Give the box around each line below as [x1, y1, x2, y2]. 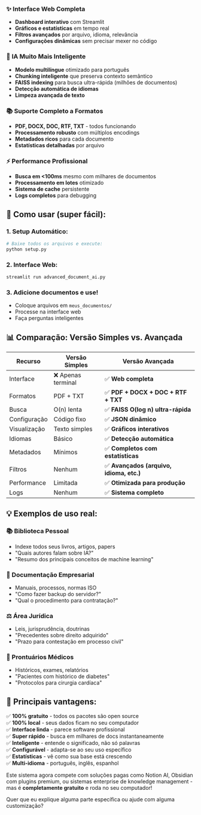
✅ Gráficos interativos [104, 424, 169, 433]
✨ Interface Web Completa [6, 5, 86, 13]
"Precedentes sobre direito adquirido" [14, 632, 109, 639]
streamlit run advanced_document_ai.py [6, 274, 106, 280]
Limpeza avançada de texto [14, 92, 85, 99]
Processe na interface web [14, 308, 81, 315]
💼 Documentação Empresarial [6, 570, 95, 579]
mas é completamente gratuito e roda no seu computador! [6, 784, 153, 792]
